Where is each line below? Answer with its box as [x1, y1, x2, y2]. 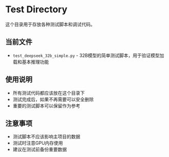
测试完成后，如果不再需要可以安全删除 [12, 96, 94, 102]
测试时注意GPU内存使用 [12, 140, 63, 146]
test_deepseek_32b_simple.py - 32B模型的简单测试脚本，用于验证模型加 [12, 52, 164, 58]
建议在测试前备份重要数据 [12, 146, 67, 152]
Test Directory [5, 4, 68, 15]
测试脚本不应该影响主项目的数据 [12, 133, 80, 140]
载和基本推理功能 [12, 58, 49, 65]
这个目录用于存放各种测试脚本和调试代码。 [5, 21, 95, 27]
